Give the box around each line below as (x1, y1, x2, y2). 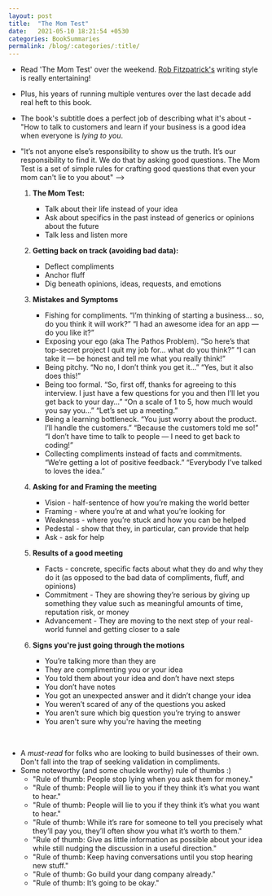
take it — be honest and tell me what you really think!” (44, 354, 226, 363)
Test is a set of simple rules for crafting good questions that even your (20, 164, 257, 173)
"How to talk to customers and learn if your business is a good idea (20, 122, 247, 132)
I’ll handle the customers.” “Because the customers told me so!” (44, 423, 259, 433)
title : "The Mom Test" (8, 20, 90, 28)
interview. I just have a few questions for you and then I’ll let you (44, 389, 260, 398)
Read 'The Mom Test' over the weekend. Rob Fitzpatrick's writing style (20, 64, 258, 74)
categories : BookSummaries (8, 34, 100, 43)
